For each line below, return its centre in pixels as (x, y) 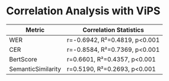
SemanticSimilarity (35, 68)
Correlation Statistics (113, 30)
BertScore (23, 59)
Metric (35, 30)
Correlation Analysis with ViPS (83, 11)
